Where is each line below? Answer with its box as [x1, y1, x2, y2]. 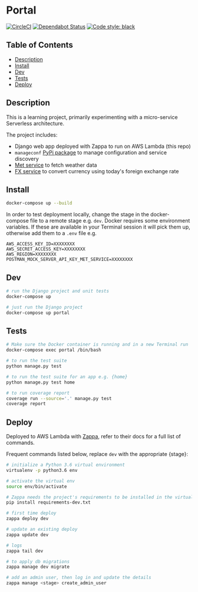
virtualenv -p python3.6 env [6, 467, 78, 473]
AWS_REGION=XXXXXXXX [6, 252, 57, 257]
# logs [6, 543, 22, 548]
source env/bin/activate [6, 484, 67, 490]
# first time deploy [6, 510, 57, 516]
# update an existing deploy [6, 527, 78, 533]
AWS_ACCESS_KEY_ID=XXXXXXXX [6, 241, 75, 247]
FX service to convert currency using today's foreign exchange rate [14, 167, 179, 174]
